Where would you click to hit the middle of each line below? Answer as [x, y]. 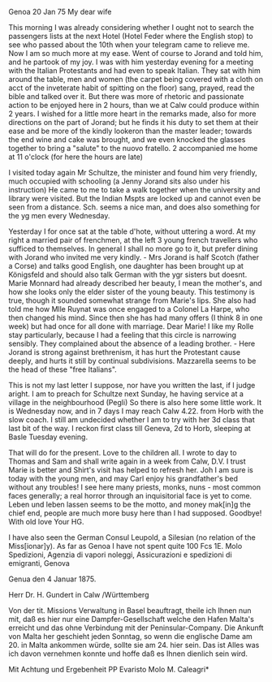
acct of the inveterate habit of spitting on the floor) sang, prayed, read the [132, 88]
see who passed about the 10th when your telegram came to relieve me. [129, 45]
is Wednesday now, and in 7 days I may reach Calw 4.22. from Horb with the [136, 411]
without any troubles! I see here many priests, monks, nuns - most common [135, 487]
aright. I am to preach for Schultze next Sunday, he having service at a [126, 394]
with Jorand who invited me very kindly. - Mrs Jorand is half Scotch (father [134, 257]
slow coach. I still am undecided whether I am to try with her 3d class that [132, 420]
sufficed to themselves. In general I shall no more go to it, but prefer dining [133, 248]
